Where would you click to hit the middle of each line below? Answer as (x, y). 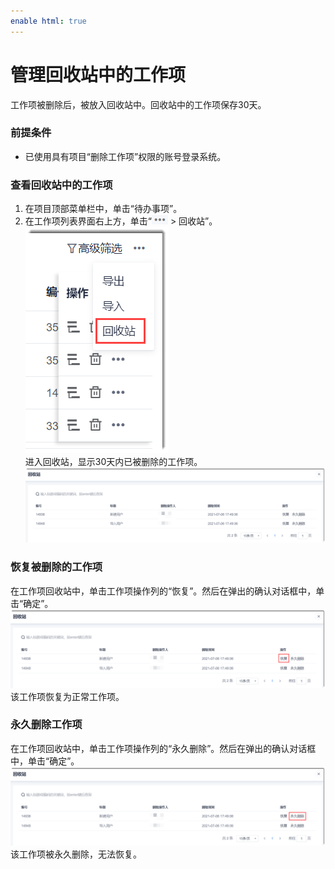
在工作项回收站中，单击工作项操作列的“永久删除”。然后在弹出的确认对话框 (163, 748)
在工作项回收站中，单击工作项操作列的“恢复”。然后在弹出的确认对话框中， (163, 591)
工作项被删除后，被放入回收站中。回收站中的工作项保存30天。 (138, 104)
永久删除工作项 (46, 725)
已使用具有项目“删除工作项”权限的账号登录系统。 (125, 156)
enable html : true (48, 21)
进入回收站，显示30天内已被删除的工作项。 (113, 462)
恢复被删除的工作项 (56, 567)
